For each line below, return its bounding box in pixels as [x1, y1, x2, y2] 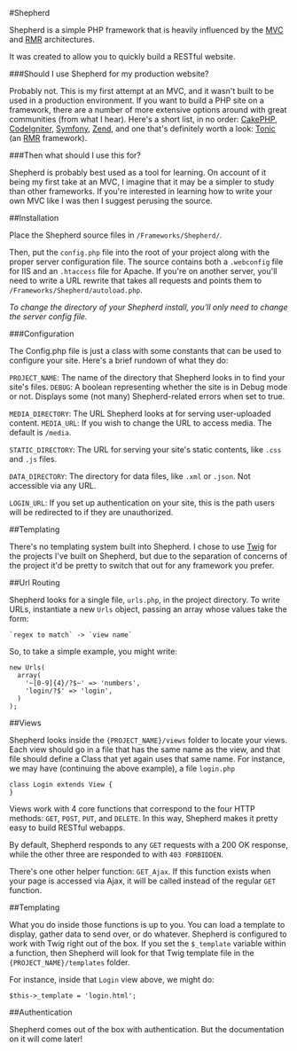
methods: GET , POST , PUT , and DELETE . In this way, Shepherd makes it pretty [9, 813, 278, 823]
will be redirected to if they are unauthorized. [9, 507, 174, 517]
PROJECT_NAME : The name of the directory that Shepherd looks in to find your [9, 373, 285, 382]
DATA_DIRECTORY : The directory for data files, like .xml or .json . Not [9, 471, 251, 482]
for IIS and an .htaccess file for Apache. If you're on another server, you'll [9, 266, 277, 276]
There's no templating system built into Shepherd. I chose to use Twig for [9, 541, 277, 552]
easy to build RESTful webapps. [9, 822, 126, 833]
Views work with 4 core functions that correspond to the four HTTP [9, 804, 255, 814]
